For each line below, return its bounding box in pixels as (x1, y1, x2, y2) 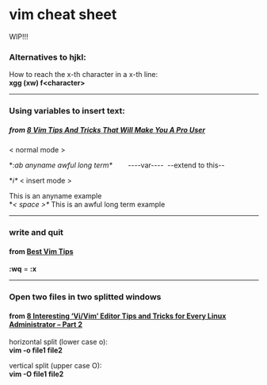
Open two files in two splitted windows (9, 291, 162, 302)
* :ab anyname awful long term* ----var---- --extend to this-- (9, 160, 225, 170)
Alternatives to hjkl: (9, 52, 86, 63)
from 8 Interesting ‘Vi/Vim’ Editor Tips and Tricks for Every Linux (9, 311, 227, 321)
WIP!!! (9, 32, 29, 41)
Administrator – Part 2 (9, 319, 82, 329)
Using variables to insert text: (9, 106, 125, 117)
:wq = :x (9, 264, 37, 274)
